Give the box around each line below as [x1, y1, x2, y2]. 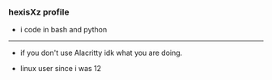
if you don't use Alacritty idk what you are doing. [19, 48, 183, 58]
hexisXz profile [8, 6, 70, 18]
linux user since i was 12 [19, 64, 102, 74]
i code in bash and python [19, 25, 108, 35]
